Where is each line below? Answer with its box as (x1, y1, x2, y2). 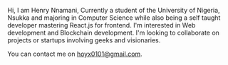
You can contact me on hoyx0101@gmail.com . (7, 49, 142, 58)
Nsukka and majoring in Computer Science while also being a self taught (7, 13, 221, 22)
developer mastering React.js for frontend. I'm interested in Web (7, 21, 196, 29)
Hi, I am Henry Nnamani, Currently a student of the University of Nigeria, (7, 6, 220, 14)
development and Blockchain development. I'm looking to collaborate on (7, 28, 219, 37)
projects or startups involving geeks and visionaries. (7, 36, 161, 45)
